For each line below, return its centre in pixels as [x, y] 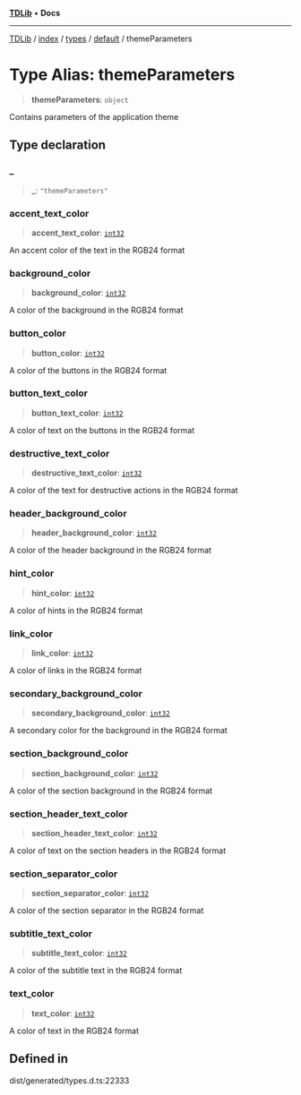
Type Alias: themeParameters [122, 75]
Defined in [39, 1059]
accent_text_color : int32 [78, 233]
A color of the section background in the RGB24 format [111, 791]
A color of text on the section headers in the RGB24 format [118, 851]
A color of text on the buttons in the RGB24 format [102, 430]
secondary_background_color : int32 [100, 713]
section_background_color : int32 [95, 773]
